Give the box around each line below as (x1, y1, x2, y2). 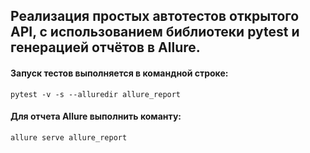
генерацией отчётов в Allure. (10, 39, 201, 56)
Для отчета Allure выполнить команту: (10, 110, 182, 123)
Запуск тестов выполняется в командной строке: (10, 67, 229, 79)
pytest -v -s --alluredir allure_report (10, 89, 182, 99)
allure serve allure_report (10, 132, 128, 143)
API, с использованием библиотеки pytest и (10, 24, 300, 41)
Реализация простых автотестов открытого (10, 8, 300, 25)
